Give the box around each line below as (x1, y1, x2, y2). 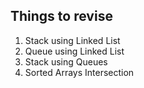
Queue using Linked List (24, 45, 125, 57)
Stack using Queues (24, 55, 108, 68)
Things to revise (10, 8, 113, 25)
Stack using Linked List (24, 34, 121, 46)
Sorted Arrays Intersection (24, 66, 135, 78)
